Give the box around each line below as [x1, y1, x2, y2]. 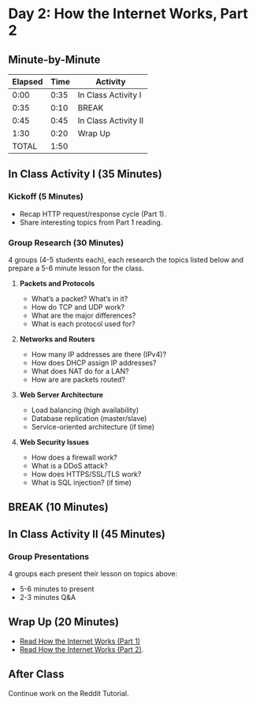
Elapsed [12, 76, 43, 87]
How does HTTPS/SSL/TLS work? [31, 469, 142, 479]
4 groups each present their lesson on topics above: [8, 569, 178, 579]
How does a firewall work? [31, 453, 118, 462]
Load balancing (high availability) [31, 405, 139, 415]
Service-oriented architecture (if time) [31, 422, 155, 431]
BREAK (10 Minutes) [8, 501, 109, 514]
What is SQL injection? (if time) [31, 478, 132, 487]
